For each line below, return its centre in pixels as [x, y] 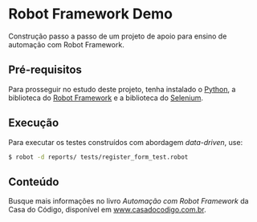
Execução [34, 123]
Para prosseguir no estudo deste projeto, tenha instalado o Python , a [122, 89]
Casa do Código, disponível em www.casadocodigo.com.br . [107, 210]
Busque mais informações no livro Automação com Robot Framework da [128, 201]
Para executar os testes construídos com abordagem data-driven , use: [126, 142]
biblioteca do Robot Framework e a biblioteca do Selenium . [106, 98]
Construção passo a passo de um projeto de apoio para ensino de [118, 36]
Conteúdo [34, 182]
